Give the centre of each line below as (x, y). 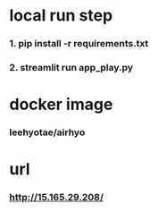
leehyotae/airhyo (47, 132)
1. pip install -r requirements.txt (79, 44)
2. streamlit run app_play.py (71, 68)
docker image (61, 105)
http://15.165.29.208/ (57, 198)
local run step (61, 16)
